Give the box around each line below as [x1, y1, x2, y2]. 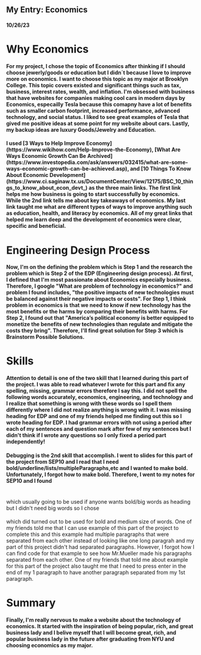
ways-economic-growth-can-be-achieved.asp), [6, 165, 129, 172]
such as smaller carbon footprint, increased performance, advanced [6, 107, 181, 114]
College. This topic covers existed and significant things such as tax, [6, 81, 181, 89]
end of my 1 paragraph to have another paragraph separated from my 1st [6, 569, 185, 576]
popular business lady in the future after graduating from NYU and [6, 635, 175, 642]
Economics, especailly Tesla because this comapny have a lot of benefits [6, 100, 192, 108]
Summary [6, 596, 56, 610]
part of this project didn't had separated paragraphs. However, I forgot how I [6, 544, 194, 551]
